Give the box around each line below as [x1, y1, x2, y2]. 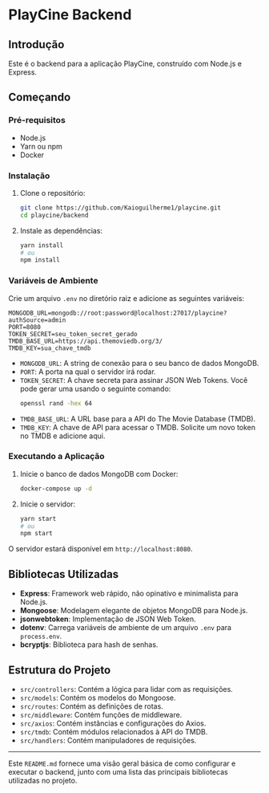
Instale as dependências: [19, 226, 102, 235]
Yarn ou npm [19, 141, 62, 151]
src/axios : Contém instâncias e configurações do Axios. [19, 718, 207, 728]
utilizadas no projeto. [8, 775, 78, 785]
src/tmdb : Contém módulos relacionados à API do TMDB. [19, 726, 208, 736]
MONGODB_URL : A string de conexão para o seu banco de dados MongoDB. [19, 358, 259, 368]
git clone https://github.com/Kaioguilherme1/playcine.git [19, 203, 222, 212]
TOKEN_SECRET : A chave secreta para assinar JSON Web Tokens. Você [19, 375, 248, 384]
